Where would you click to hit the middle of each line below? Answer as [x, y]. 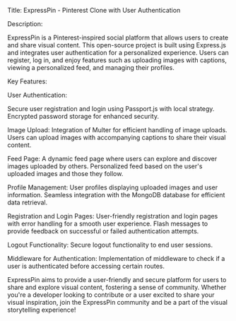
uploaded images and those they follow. [65, 174]
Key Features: [27, 81]
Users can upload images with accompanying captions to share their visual [117, 138]
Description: [25, 24]
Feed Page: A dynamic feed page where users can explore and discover [112, 159]
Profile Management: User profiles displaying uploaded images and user [112, 187]
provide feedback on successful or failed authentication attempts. [103, 231]
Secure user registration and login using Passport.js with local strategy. [111, 109]
